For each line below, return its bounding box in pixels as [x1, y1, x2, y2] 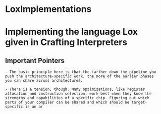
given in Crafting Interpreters [5, 37, 127, 48]
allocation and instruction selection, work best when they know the [5, 91, 152, 96]
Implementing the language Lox [5, 26, 138, 38]
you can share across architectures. [5, 78, 83, 83]
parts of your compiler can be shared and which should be [5, 100, 130, 105]
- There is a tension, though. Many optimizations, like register [5, 87, 145, 92]
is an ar [25, 104, 43, 110]
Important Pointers [5, 56, 65, 65]
